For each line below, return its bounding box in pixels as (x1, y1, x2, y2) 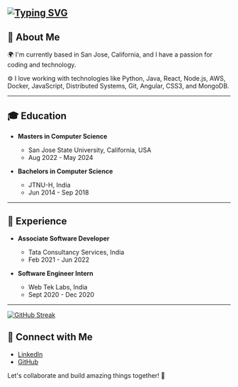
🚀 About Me (7, 31, 60, 43)
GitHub (17, 357, 39, 366)
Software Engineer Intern (17, 269, 93, 277)
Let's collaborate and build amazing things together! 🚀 (7, 371, 166, 379)
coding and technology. (7, 61, 76, 69)
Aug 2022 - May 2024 (28, 154, 93, 162)
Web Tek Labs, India (28, 282, 88, 291)
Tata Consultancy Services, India (28, 248, 125, 256)
